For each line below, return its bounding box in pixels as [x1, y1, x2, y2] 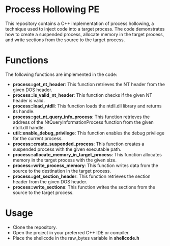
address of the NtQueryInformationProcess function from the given [12, 119, 154, 125]
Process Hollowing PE [5, 4, 100, 15]
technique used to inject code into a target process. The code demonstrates [5, 25, 165, 32]
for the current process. [12, 135, 63, 141]
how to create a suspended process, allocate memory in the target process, [5, 31, 164, 37]
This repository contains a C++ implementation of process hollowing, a [5, 20, 154, 26]
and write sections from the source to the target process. [5, 37, 125, 43]
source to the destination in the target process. [12, 168, 111, 174]
